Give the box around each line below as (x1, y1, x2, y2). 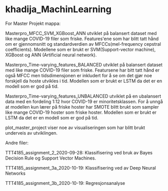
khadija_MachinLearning (5, 4, 112, 15)
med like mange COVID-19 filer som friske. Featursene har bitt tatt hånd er (5, 67, 160, 73)
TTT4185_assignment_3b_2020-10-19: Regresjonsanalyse (5, 180, 125, 186)
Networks (5, 170, 26, 176)
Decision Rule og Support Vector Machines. (5, 155, 96, 161)
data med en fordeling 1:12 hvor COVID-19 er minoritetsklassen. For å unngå (5, 98, 163, 105)
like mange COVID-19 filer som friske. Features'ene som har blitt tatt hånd (5, 36, 159, 42)
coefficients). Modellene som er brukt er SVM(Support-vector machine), (5, 46, 156, 52)
